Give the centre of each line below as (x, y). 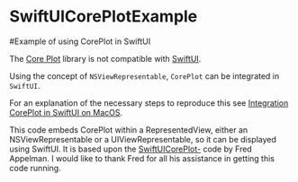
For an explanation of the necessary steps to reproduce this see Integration (149, 103)
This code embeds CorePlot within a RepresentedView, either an (129, 130)
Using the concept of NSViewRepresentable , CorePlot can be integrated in (144, 76)
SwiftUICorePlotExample (104, 17)
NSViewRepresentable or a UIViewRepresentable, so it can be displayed (143, 139)
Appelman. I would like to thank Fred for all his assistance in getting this (142, 158)
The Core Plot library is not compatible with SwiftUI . (105, 58)
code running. (35, 168)
